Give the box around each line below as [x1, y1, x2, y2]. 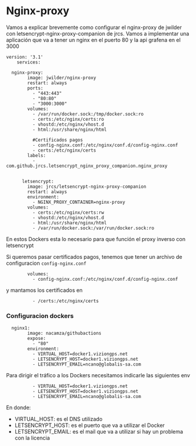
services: [17, 59, 41, 65]
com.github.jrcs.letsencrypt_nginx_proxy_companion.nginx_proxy [6, 163, 168, 169]
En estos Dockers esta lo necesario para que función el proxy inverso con [6, 235, 186, 242]
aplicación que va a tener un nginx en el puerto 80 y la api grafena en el [6, 36, 181, 43]
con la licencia [14, 434, 50, 442]
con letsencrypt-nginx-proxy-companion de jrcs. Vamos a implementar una [6, 30, 190, 37]
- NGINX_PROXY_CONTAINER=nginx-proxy [32, 199, 126, 205]
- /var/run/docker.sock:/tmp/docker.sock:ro [32, 111, 144, 117]
